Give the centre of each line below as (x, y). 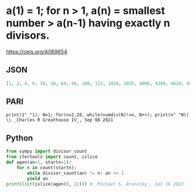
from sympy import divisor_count (47, 152)
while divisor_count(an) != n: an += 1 (76, 173)
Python (20, 138)
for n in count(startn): (47, 167)
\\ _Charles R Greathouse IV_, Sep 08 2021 (60, 120)
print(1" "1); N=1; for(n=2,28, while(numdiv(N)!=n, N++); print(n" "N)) (98, 115)
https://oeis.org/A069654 (37, 51)
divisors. (28, 36)
